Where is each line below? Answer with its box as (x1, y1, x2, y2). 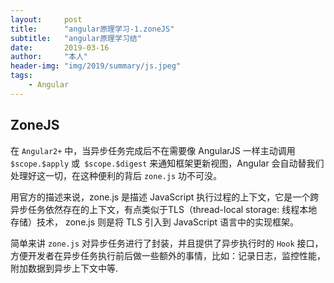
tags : (10, 71, 33, 81)
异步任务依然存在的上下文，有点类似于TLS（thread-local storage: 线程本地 (10, 203, 318, 215)
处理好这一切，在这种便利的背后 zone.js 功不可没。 (10, 169, 222, 181)
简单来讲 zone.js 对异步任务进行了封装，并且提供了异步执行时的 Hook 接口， (10, 237, 324, 249)
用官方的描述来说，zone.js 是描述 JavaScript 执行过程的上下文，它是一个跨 (10, 191, 320, 203)
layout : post (10, 14, 83, 25)
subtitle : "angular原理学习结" (10, 33, 142, 43)
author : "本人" (10, 52, 89, 62)
